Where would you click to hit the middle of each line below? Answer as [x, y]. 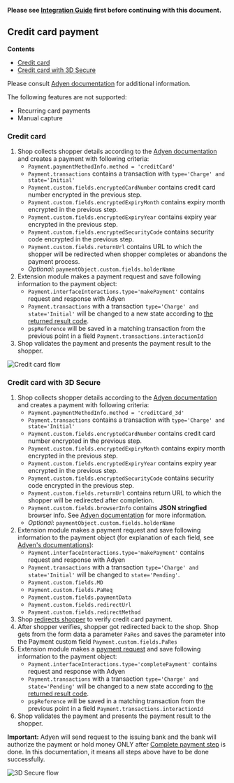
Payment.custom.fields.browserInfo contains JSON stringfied [117, 508]
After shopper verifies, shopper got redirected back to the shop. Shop [118, 627]
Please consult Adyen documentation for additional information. [99, 83]
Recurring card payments [54, 111]
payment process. [54, 262]
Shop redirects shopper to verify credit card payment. [95, 619]
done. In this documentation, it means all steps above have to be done [108, 752]
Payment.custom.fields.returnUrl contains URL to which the [115, 247]
